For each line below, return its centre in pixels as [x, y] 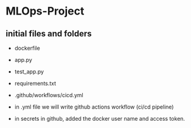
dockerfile [27, 48]
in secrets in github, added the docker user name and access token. [100, 119]
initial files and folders [49, 34]
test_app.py [29, 72]
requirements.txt [35, 83]
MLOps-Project [45, 11]
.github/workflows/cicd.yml [49, 95]
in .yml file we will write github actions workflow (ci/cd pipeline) [94, 107]
